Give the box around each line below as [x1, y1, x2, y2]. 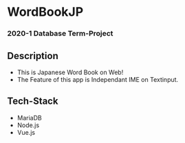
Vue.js [17, 128, 36, 136]
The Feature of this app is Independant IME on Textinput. [17, 75, 179, 83]
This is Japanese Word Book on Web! [17, 68, 124, 76]
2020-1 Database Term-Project [7, 29, 113, 38]
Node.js [17, 121, 40, 129]
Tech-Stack [7, 96, 58, 107]
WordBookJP [7, 4, 84, 20]
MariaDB [17, 113, 43, 122]
